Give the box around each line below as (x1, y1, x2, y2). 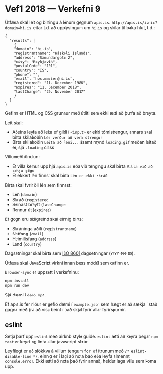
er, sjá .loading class (12, 144, 55, 150)
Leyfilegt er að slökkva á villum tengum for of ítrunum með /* (5, 348, 130, 354)
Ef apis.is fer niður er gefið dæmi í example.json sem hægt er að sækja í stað (5, 301, 158, 307)
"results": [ (9, 38, 36, 43)
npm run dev (5, 283, 29, 288)
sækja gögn (12, 168, 34, 173)
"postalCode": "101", (14, 63, 57, 68)
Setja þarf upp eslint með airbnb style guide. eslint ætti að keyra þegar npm (5, 333, 158, 339)
